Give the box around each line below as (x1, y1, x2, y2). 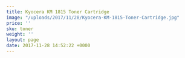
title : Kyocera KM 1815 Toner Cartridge (6, 8, 110, 15)
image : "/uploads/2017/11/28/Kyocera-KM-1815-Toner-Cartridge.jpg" (6, 14, 180, 21)
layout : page (6, 37, 39, 43)
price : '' (6, 20, 31, 26)
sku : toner (6, 25, 34, 32)
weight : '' (6, 31, 34, 37)
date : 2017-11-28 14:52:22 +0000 (6, 43, 91, 49)
